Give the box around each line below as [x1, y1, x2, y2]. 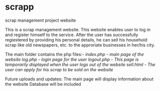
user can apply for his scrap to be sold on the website [5, 66, 113, 72]
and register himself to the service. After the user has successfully [5, 32, 139, 38]
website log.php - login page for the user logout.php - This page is [5, 56, 139, 62]
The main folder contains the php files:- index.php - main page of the [5, 51, 144, 57]
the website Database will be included [5, 81, 81, 87]
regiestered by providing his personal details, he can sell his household [5, 37, 147, 42]
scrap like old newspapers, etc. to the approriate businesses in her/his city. [5, 42, 156, 48]
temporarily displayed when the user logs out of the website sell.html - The [5, 62, 156, 67]
